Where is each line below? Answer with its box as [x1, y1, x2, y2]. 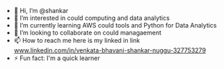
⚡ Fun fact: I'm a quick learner [13, 54, 101, 62]
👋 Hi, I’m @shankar [13, 7, 69, 14]
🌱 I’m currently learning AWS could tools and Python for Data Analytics [13, 21, 217, 29]
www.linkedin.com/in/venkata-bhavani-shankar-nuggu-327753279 [13, 46, 207, 55]
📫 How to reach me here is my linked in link [13, 37, 141, 44]
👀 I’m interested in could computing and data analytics [13, 14, 170, 22]
